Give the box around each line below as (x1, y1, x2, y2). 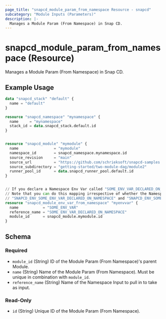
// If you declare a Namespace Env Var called (5, 187, 103, 192)
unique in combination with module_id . (12, 274, 90, 280)
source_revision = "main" (9, 155, 72, 160)
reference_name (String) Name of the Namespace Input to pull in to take (12, 279, 157, 285)
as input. (12, 284, 31, 290)
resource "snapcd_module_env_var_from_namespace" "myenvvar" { (5, 200, 138, 205)
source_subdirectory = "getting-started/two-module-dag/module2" (9, 164, 147, 169)
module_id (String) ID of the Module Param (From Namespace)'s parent (12, 258, 157, 264)
